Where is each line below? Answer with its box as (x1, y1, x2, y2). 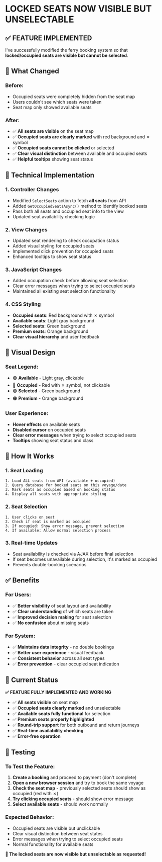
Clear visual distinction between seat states (12, 830, 103, 836)
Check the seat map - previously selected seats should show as (12, 785, 146, 791)
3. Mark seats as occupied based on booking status (5, 487, 115, 492)
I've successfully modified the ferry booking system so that (5, 47, 128, 53)
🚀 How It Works (5, 452, 54, 460)
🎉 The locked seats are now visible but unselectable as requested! (5, 851, 146, 857)
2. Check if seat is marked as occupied (5, 519, 91, 524)
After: (5, 117, 20, 124)
